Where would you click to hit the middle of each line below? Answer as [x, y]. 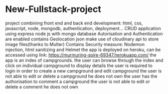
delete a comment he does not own [42, 86]
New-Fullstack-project [53, 9]
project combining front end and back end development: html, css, [74, 23]
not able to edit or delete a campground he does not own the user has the [81, 76]
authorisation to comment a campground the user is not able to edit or [78, 81]
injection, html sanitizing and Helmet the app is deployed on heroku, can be [83, 49]
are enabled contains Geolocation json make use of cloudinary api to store [82, 39]
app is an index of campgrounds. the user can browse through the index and [84, 60]
